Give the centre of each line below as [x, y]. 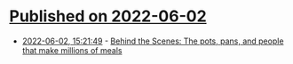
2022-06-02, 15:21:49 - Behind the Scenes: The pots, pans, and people [153, 41]
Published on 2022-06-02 [108, 16]
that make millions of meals [72, 50]
